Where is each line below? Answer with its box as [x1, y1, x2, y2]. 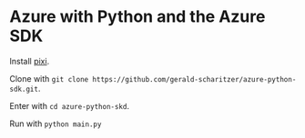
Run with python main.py [9, 118, 102, 129]
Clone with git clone [9, 73, 89, 84]
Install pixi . [9, 55, 50, 66]
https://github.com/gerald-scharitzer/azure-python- [92, 74, 297, 84]
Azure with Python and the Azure [9, 6, 266, 27]
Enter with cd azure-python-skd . [9, 100, 130, 111]
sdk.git [9, 84, 39, 94]
